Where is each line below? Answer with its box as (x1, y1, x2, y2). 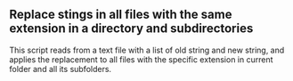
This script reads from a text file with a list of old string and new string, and (9, 45, 285, 55)
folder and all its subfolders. (9, 63, 112, 74)
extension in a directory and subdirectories (9, 21, 254, 36)
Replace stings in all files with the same (9, 7, 232, 22)
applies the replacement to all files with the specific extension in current (9, 53, 273, 65)
